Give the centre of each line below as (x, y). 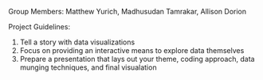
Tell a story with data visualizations (77, 42)
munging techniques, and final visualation (88, 67)
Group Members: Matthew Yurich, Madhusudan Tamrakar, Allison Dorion (128, 11)
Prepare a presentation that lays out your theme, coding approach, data (137, 59)
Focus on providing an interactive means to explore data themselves (132, 50)
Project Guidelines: (39, 27)
